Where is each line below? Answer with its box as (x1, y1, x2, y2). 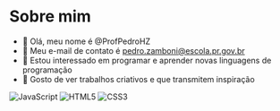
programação (21, 64, 73, 75)
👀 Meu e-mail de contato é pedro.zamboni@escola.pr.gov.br (21, 45, 245, 55)
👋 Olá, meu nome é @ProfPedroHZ (21, 36, 150, 47)
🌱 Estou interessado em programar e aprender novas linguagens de (21, 55, 272, 65)
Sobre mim (9, 6, 91, 27)
